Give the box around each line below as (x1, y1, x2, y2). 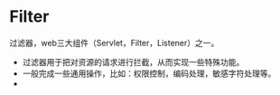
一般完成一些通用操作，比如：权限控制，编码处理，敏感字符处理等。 (22, 68, 276, 79)
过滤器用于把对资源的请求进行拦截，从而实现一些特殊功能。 (22, 56, 245, 67)
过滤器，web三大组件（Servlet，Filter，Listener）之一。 (9, 37, 219, 48)
